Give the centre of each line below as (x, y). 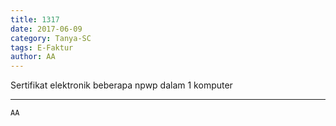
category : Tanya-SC (51, 38)
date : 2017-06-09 (46, 29)
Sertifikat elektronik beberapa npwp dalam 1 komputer (121, 85)
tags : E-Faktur (42, 47)
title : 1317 (35, 19)
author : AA (33, 57)
